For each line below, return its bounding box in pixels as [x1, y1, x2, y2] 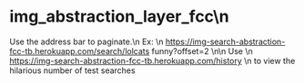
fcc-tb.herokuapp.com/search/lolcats [9, 45, 150, 56]
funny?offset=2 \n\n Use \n [151, 45, 253, 56]
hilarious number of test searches [9, 65, 136, 76]
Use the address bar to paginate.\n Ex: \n [9, 36, 164, 47]
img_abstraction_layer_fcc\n [9, 6, 229, 27]
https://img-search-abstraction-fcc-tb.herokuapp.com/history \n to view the [9, 55, 296, 66]
